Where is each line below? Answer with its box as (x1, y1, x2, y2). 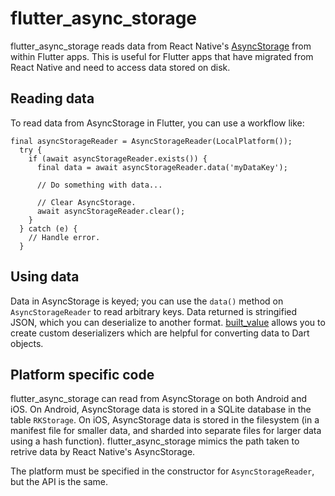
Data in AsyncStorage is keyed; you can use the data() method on (10, 295, 284, 307)
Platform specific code (10, 366, 155, 383)
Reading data (10, 90, 95, 107)
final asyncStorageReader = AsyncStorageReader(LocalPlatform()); (10, 136, 293, 146)
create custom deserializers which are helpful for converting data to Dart (10, 327, 310, 339)
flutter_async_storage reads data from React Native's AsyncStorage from (10, 40, 312, 52)
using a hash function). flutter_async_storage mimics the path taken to (10, 435, 300, 447)
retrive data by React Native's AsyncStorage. (10, 446, 196, 458)
